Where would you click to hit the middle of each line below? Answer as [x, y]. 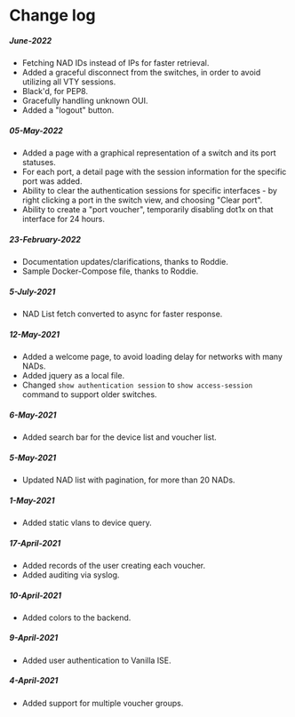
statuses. [39, 163]
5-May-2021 [33, 458]
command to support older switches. [89, 394]
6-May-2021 [33, 415]
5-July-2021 [32, 291]
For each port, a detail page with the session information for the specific [154, 172]
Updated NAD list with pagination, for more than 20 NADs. [128, 480]
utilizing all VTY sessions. [69, 82]
